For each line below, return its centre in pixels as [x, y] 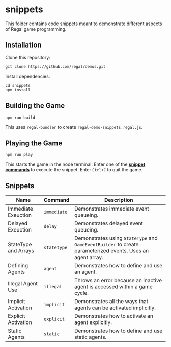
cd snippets [18, 85]
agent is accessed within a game [113, 287]
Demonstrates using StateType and [116, 238]
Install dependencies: [28, 76]
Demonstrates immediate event [112, 209]
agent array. [89, 258]
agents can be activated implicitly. [115, 308]
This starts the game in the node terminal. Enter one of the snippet [75, 164]
